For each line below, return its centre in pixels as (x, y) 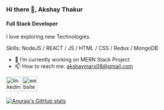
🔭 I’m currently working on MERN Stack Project (72, 60)
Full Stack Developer (32, 24)
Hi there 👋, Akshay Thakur (44, 9)
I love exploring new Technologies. (49, 37)
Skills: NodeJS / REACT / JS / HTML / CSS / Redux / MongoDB (82, 48)
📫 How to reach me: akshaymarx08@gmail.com (74, 66)
